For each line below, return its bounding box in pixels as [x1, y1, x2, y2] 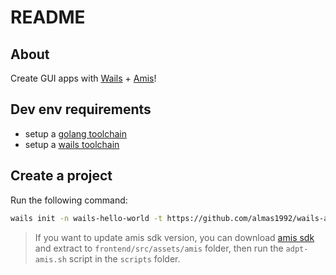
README [10, 6, 86, 29]
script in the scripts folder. [68, 252, 181, 265]
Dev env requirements [10, 101, 152, 118]
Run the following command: [10, 194, 128, 206]
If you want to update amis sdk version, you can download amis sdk [34, 231, 315, 243]
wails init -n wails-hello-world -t [10, 213, 163, 223]
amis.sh [34, 254, 67, 265]
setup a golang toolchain [24, 127, 127, 140]
